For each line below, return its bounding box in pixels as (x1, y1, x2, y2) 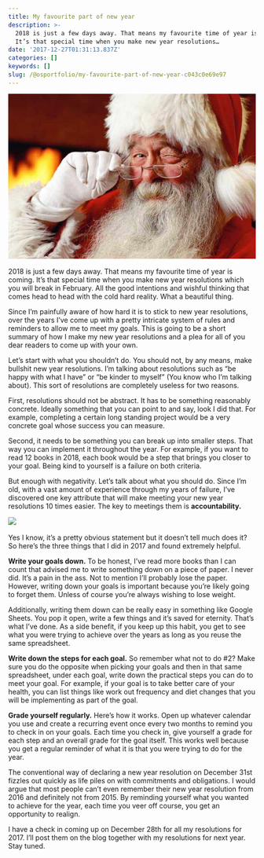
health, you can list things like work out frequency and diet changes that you (8, 687, 256, 696)
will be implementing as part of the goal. (8, 695, 139, 705)
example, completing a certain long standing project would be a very (8, 412, 230, 422)
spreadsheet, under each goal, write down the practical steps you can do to (8, 670, 254, 680)
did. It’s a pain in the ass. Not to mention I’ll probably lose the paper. (8, 573, 228, 582)
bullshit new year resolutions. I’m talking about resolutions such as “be (8, 364, 236, 373)
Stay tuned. (8, 841, 46, 850)
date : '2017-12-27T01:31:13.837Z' (8, 46, 122, 54)
